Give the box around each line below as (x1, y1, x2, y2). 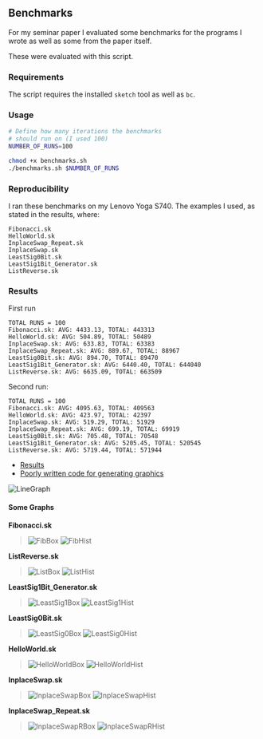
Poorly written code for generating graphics (19, 468, 164, 478)
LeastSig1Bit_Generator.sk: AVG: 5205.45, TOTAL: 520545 (8, 439, 202, 448)
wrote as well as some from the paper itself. (8, 36, 152, 45)
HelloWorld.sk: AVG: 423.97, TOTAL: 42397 (8, 411, 151, 420)
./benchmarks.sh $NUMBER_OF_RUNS (8, 164, 120, 172)
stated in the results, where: (8, 210, 100, 219)
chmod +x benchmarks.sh (8, 157, 88, 165)
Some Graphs (8, 502, 54, 512)
